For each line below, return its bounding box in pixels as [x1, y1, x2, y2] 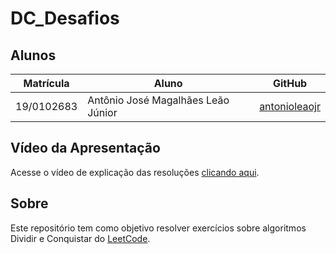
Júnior [87, 106, 118, 119]
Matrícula [23, 77, 70, 90]
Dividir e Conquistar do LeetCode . [10, 232, 151, 244]
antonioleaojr [259, 100, 321, 113]
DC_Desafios [10, 7, 120, 30]
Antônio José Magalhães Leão [87, 93, 230, 107]
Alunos [10, 47, 57, 64]
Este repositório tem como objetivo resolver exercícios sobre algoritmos [10, 222, 307, 234]
